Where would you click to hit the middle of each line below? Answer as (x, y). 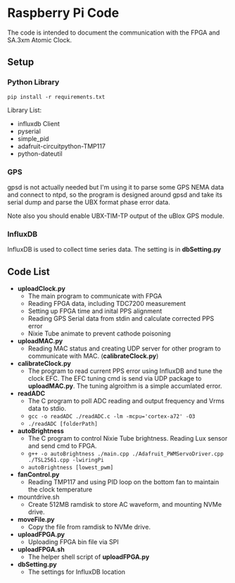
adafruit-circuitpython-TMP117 (61, 146)
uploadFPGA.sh (41, 550)
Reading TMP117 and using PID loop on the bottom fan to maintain (123, 482)
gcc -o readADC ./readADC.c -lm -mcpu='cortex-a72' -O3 (112, 417)
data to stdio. (47, 409)
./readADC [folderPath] (63, 424)
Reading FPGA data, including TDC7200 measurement (107, 304)
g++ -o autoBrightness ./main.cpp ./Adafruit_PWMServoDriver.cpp (126, 454)
